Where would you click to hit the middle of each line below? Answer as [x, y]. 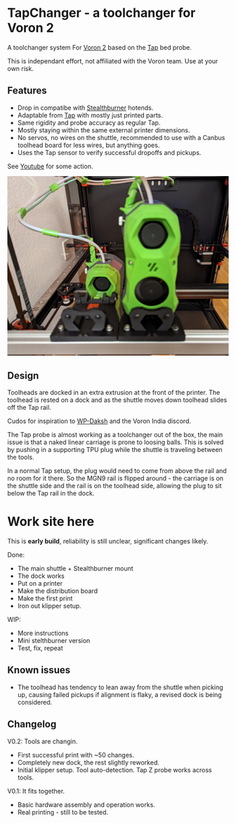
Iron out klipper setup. [50, 606]
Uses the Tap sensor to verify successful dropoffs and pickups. [109, 152]
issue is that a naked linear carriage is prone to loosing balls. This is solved [116, 442]
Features [27, 90]
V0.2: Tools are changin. [42, 741]
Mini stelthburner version [54, 641]
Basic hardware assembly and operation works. [86, 805]
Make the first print [45, 598]
